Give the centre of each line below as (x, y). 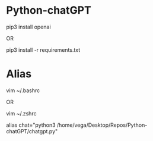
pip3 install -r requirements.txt (43, 50)
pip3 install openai (29, 27)
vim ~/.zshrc (21, 113)
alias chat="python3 (31, 125)
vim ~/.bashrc (23, 90)
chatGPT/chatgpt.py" (32, 131)
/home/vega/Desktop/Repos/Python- (102, 125)
